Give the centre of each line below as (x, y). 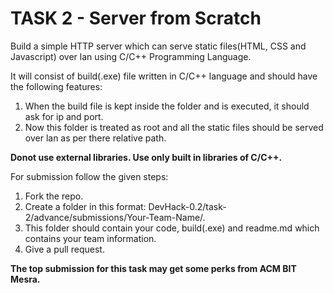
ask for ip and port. (64, 116)
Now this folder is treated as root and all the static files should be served (174, 127)
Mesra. (25, 279)
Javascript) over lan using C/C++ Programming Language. (131, 56)
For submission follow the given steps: (89, 176)
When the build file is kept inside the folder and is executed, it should (167, 106)
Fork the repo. (54, 196)
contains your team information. (90, 238)
